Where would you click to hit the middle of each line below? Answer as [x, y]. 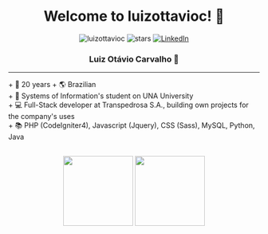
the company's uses [41, 117]
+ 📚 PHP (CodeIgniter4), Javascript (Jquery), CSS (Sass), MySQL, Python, [132, 125]
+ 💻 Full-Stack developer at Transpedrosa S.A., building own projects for [128, 105]
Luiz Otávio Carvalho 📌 [134, 59]
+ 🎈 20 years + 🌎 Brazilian [52, 85]
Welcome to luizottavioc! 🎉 [134, 16]
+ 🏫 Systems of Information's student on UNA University [101, 96]
